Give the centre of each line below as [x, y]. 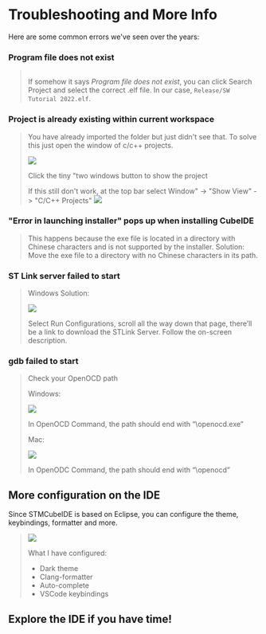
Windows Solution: [59, 293]
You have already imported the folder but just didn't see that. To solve [142, 136]
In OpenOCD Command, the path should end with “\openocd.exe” [136, 425]
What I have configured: [67, 553]
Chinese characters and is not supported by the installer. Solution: [136, 247]
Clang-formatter [66, 577]
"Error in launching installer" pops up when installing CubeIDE [131, 221]
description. [47, 341]
